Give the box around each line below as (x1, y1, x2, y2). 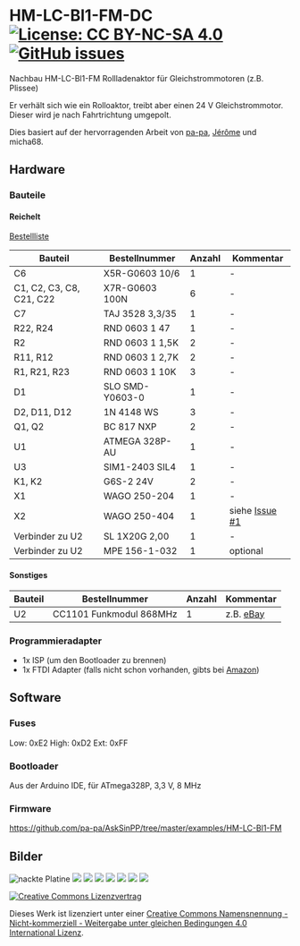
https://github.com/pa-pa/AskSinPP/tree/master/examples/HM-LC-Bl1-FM (9, 822, 282, 833)
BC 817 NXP (103, 421, 157, 433)
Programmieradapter (9, 635, 103, 647)
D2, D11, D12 (13, 406, 72, 419)
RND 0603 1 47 (103, 322, 171, 335)
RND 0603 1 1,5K (103, 337, 179, 349)
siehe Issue (229, 505, 277, 517)
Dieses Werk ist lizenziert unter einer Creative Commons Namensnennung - (9, 908, 288, 919)
